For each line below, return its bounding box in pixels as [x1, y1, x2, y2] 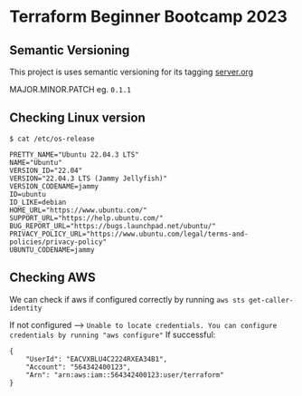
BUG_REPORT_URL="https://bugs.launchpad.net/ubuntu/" [9, 221, 217, 230]
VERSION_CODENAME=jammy [9, 181, 99, 191]
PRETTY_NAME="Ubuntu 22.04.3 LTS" [9, 150, 140, 159]
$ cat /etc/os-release [9, 134, 95, 143]
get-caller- [248, 295, 294, 304]
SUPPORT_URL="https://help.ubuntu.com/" [9, 213, 165, 223]
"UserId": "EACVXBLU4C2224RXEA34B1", [25, 354, 168, 363]
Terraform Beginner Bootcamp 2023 [9, 6, 288, 27]
